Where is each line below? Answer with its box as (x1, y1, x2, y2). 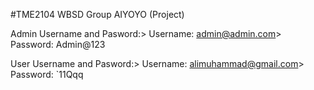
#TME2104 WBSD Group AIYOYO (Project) (10, 9, 185, 20)
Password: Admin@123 (10, 39, 106, 50)
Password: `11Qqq (10, 69, 84, 80)
